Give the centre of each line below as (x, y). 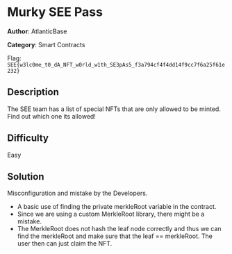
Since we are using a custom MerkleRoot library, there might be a (111, 214)
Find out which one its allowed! (51, 116)
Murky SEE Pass (55, 12)
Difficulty (28, 138)
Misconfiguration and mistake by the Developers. (77, 193)
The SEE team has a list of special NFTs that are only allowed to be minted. (114, 109)
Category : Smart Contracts (46, 44)
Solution (26, 177)
